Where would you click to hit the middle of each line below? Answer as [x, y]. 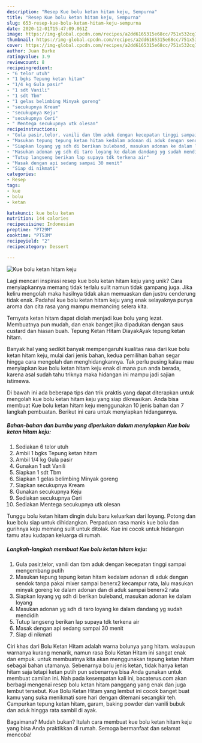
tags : [13, 185]
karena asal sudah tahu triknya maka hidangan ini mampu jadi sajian [91, 375]
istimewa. [19, 381]
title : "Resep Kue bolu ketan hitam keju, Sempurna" [74, 17]
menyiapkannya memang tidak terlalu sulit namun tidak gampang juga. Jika [100, 287]
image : [15, 34]
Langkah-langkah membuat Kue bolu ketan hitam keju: [77, 549]
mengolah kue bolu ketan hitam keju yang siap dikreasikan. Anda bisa [93, 399]
